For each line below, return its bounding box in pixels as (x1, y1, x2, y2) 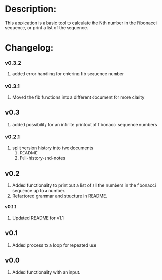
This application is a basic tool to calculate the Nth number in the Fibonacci (5, 20, 157, 25)
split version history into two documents (12, 145, 93, 151)
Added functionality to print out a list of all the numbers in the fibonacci (12, 182, 156, 188)
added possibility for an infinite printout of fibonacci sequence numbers (12, 121, 157, 127)
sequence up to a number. (12, 187, 66, 193)
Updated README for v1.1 (12, 215, 64, 221)
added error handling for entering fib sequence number (12, 71, 124, 76)
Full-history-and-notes (19, 155, 65, 161)
